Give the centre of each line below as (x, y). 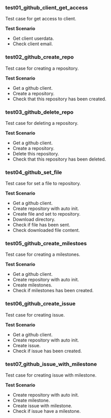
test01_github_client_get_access (47, 8)
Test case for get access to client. (41, 19)
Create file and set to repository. (46, 214)
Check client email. (33, 44)
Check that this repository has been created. (59, 99)
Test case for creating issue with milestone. (51, 375)
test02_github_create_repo (39, 57)
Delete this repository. (36, 153)
